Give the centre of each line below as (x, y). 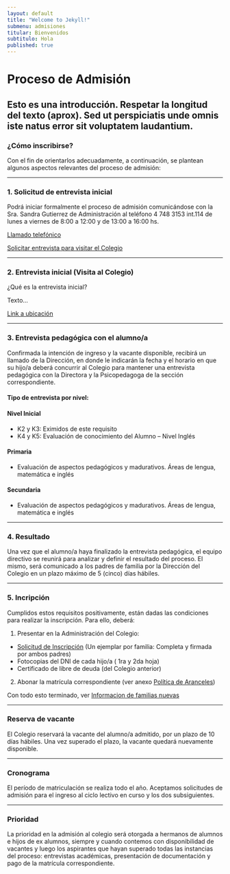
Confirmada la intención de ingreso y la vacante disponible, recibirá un (107, 353)
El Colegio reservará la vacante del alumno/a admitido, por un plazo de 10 (111, 734)
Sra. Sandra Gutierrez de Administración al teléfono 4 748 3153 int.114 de (110, 214)
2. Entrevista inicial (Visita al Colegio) (71, 272)
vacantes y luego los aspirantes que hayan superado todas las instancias (110, 849)
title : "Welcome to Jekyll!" (49, 20)
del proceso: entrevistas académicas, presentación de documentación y (109, 856)
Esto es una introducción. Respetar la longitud (107, 105)
